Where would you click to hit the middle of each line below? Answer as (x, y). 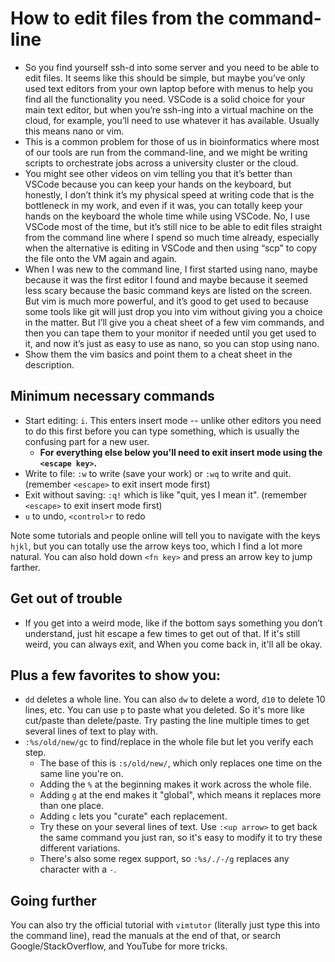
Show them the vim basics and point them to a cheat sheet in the (158, 354)
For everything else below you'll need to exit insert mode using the (181, 452)
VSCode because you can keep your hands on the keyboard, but (158, 184)
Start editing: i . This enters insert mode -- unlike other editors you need (173, 420)
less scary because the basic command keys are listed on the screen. (168, 290)
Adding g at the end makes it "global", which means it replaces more (180, 795)
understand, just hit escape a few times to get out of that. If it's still (162, 633)
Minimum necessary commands (112, 396)
